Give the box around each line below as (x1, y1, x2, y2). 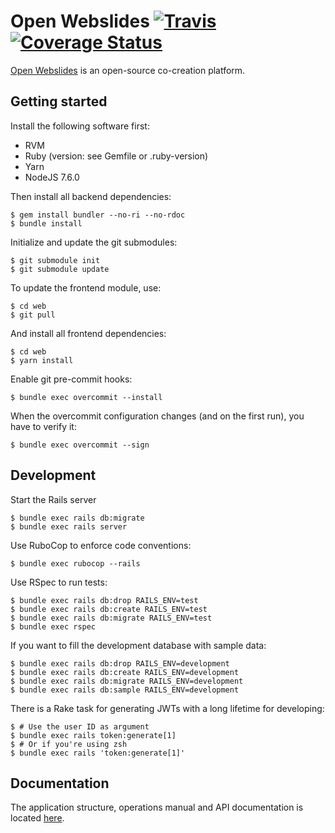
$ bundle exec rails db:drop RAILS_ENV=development (10, 658, 230, 669)
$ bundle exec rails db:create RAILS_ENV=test (10, 604, 208, 614)
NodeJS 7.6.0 (24, 171, 80, 183)
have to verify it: (10, 420, 77, 432)
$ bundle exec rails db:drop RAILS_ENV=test (10, 595, 199, 605)
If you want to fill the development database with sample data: (10, 639, 267, 651)
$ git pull (10, 310, 56, 320)
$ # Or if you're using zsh (10, 739, 128, 749)
